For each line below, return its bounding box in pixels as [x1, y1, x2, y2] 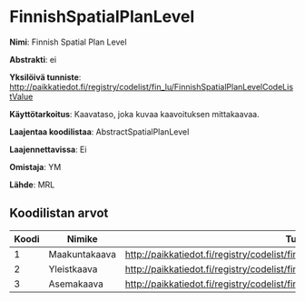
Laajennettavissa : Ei [9, 144, 87, 155]
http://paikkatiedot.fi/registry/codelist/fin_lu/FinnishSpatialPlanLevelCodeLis [9, 81, 293, 92]
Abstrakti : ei [9, 54, 57, 65]
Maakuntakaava [48, 247, 116, 260]
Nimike [66, 232, 98, 245]
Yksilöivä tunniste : [9, 71, 82, 83]
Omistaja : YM [9, 161, 62, 172]
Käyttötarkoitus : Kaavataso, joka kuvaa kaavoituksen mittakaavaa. [9, 108, 261, 119]
